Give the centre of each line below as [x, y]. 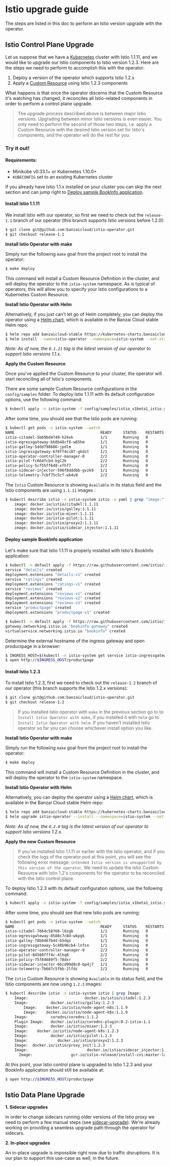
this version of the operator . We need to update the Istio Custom [88, 867]
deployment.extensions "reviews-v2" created [53, 598]
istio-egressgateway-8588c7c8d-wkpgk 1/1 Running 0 [77, 936]
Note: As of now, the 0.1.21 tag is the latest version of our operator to [78, 349]
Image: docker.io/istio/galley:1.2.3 [64, 1003]
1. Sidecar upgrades [27, 1107]
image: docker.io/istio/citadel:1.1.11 [56, 504]
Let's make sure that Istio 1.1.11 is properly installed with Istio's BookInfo [79, 551]
